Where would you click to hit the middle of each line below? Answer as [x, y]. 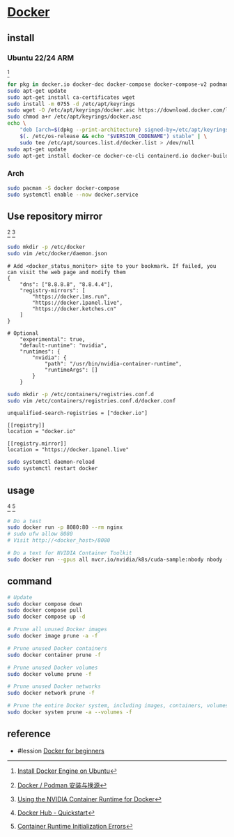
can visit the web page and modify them [67, 272]
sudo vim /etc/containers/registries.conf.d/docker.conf [92, 401]
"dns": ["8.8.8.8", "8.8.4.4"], [67, 284]
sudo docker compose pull [45, 610]
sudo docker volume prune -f [49, 674]
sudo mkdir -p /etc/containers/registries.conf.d [81, 394]
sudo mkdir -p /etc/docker [46, 247]
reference [29, 734]
